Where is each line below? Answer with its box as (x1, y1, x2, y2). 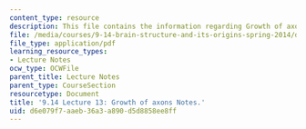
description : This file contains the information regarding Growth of (9, 22, 283, 31)
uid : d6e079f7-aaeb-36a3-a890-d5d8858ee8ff (9, 106, 178, 115)
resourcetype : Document (9, 89, 100, 98)
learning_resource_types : (9, 47, 107, 56)
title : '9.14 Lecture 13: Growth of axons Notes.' (9, 97, 206, 107)
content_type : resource (9, 13, 100, 23)
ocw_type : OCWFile (9, 64, 79, 74)
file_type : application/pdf (9, 38, 117, 48)
